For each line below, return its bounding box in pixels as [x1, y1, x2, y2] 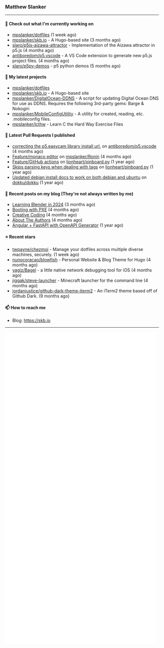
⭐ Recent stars [5, 233, 36, 240]
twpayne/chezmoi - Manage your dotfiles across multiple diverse [12, 247, 143, 252]
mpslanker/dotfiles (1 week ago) [12, 32, 77, 38]
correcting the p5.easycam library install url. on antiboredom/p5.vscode [12, 143, 157, 149]
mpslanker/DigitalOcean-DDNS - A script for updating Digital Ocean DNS [12, 95, 159, 101]
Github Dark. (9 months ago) [12, 293, 70, 299]
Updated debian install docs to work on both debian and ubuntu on [12, 174, 147, 180]
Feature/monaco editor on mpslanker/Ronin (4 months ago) [12, 153, 132, 159]
